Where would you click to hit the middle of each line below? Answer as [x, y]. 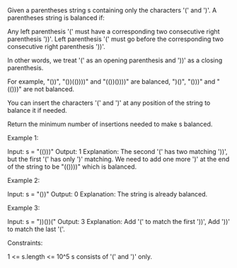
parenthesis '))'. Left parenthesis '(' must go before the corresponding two [116, 39]
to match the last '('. [36, 229]
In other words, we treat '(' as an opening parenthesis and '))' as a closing [115, 60]
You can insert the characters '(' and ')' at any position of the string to [109, 103]
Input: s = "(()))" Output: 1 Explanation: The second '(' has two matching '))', [117, 151]
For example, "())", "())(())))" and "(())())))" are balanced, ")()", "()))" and [111, 82]
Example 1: [23, 138]
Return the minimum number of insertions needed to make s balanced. [110, 124]
